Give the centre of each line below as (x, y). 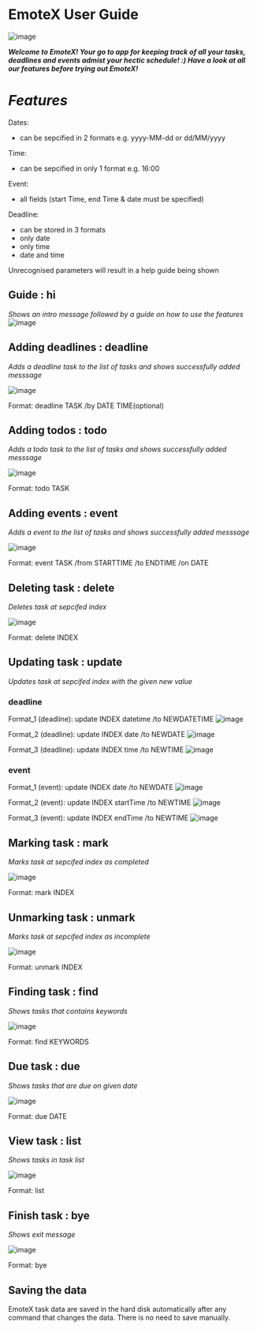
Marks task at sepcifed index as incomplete (80, 936)
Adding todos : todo (58, 430)
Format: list (26, 1191)
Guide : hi (32, 295)
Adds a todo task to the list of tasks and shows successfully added (117, 449)
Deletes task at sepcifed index (58, 606)
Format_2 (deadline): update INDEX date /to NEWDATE (97, 735)
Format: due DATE (37, 1116)
